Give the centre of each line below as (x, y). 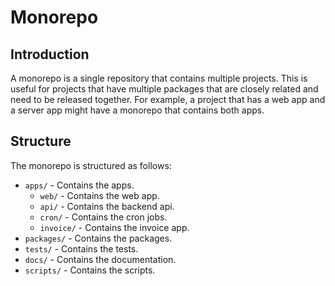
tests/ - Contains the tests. (81, 248)
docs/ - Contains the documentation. (100, 259)
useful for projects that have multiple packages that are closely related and (164, 89)
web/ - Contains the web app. (99, 195)
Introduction (50, 54)
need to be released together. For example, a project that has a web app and (168, 99)
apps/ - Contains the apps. (79, 185)
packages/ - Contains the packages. (98, 238)
